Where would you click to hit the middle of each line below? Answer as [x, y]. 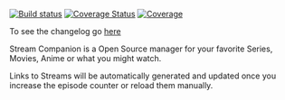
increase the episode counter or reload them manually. [111, 85]
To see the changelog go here [65, 31]
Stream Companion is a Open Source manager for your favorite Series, [141, 49]
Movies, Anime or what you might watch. [85, 58]
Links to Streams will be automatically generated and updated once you [143, 76]
